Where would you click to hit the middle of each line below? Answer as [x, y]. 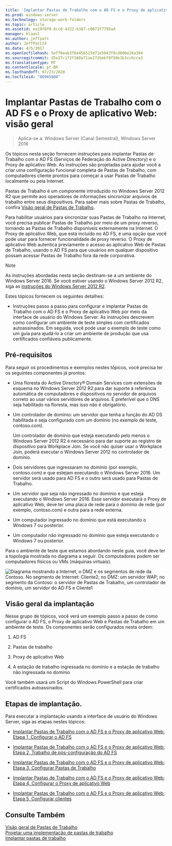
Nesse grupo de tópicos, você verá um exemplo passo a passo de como [82, 616]
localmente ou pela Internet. [35, 181]
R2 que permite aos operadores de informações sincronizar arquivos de [81, 196]
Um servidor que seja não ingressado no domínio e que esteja [78, 493]
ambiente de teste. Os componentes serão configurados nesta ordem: [79, 627]
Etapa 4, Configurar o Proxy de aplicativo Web [61, 783]
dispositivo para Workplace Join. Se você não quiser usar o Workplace [87, 446]
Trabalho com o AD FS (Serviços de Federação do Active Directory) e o [81, 159]
